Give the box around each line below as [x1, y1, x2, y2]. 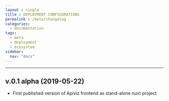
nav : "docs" [10, 53, 35, 59]
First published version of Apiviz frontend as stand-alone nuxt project [12, 90, 157, 96]
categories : [5, 21, 30, 26]
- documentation [10, 26, 44, 31]
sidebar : [5, 49, 24, 54]
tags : [5, 30, 17, 35]
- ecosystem [10, 44, 35, 49]
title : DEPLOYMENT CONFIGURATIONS [5, 12, 80, 17]
